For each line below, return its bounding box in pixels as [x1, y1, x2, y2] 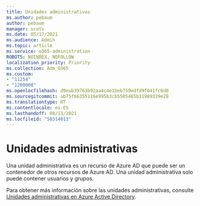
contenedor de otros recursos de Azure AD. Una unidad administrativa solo [6, 168, 193, 176]
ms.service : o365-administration [6, 48, 91, 55]
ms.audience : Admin [6, 37, 56, 43]
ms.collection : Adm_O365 [6, 65, 69, 71]
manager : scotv [6, 25, 45, 32]
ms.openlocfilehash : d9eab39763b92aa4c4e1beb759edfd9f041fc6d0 [6, 88, 169, 94]
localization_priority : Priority [6, 59, 91, 65]
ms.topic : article [6, 43, 53, 49]
